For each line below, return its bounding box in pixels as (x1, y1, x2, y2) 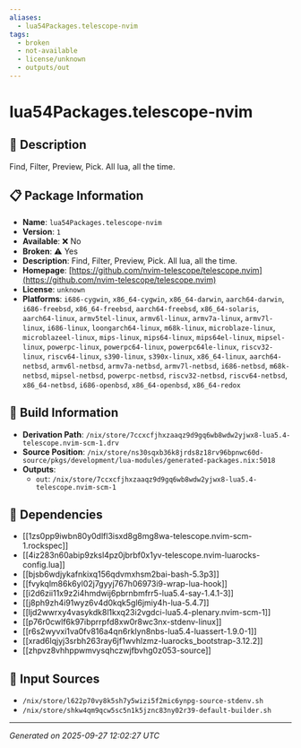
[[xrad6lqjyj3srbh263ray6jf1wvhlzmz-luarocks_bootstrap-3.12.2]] (21, 636, 263, 647)
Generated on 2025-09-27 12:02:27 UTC (9, 730, 160, 741)
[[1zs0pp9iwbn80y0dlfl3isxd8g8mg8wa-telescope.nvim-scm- (21, 531, 253, 542)
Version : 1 (21, 226, 61, 237)
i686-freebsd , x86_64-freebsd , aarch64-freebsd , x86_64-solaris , (21, 302, 260, 314)
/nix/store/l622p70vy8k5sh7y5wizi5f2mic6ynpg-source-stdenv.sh (21, 697, 264, 706)
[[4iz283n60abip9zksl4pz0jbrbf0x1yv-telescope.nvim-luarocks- (21, 550, 261, 561)
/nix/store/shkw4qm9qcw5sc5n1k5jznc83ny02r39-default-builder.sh (21, 706, 271, 716)
